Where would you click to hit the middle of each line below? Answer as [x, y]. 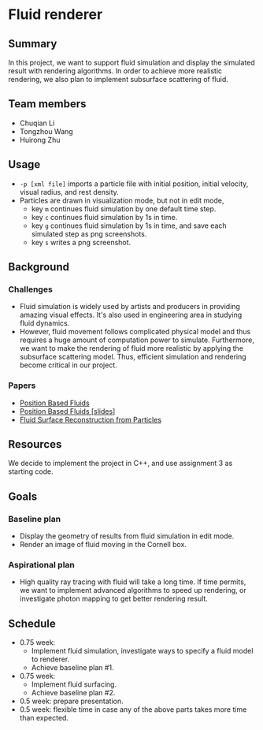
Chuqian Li [37, 123]
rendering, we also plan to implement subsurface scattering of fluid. [118, 79]
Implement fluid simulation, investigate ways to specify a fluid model [142, 651]
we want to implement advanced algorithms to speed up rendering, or [133, 590]
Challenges [30, 289]
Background [39, 267]
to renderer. [50, 659]
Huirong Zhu [40, 140]
